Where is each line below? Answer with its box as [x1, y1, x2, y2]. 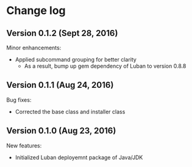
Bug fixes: [6, 96, 32, 104]
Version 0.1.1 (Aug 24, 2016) [6, 80, 114, 90]
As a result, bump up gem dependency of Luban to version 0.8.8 [24, 62, 187, 69]
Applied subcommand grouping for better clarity [15, 56, 137, 63]
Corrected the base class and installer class [15, 108, 126, 115]
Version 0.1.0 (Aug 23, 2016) [6, 126, 116, 136]
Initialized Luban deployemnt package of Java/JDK [15, 154, 143, 161]
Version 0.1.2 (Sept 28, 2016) [6, 28, 118, 38]
